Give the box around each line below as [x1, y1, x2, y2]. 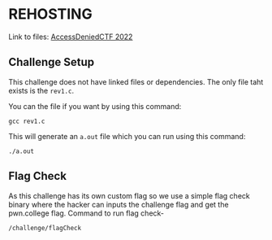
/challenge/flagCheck [8, 224, 82, 232]
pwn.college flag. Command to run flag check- [8, 208, 165, 218]
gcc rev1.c [8, 117, 45, 125]
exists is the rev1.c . [8, 85, 75, 95]
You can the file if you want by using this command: [8, 101, 182, 111]
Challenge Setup [8, 55, 95, 69]
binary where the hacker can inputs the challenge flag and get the [8, 199, 229, 209]
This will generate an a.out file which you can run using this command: [8, 131, 246, 141]
